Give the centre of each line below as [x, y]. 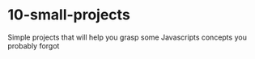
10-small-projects [69, 15]
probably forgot [34, 45]
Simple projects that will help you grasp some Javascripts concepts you [127, 37]
